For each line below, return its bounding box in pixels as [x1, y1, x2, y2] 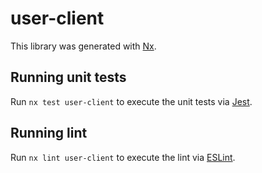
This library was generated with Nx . [10, 40, 157, 52]
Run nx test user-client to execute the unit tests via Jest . [10, 95, 253, 107]
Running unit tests [10, 69, 127, 86]
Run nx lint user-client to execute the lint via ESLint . [10, 151, 236, 163]
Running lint [10, 125, 88, 142]
